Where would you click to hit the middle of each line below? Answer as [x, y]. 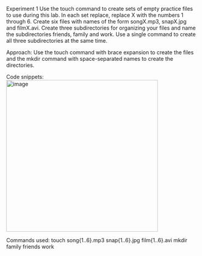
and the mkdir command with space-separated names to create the [90, 59]
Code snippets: [25, 77]
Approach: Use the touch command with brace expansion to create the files [100, 52]
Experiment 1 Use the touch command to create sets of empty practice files [100, 9]
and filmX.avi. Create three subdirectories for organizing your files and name [101, 28]
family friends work [30, 247]
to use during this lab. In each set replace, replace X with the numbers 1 [95, 15]
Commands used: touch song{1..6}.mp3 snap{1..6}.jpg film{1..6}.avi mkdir [97, 240]
